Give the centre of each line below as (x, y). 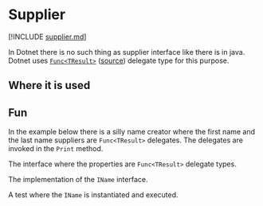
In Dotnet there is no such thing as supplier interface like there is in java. (127, 52)
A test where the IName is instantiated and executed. (93, 195)
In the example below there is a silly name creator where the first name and (132, 132)
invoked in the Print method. (56, 149)
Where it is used (49, 86)
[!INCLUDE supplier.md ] (47, 37)
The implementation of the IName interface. (78, 180)
